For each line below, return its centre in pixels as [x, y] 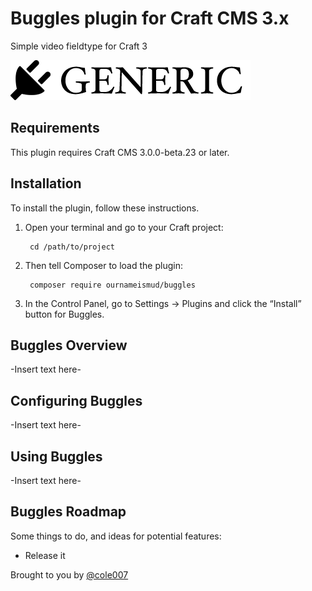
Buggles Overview [69, 345]
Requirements [55, 128]
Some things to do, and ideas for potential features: [116, 536]
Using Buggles [56, 456]
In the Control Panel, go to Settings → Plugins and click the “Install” [163, 303]
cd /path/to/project [72, 247]
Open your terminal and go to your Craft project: [124, 227]
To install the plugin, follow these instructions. [105, 208]
